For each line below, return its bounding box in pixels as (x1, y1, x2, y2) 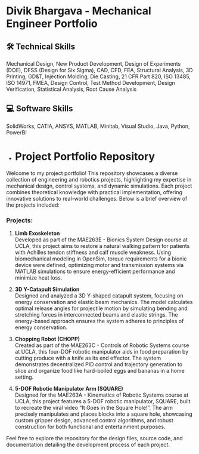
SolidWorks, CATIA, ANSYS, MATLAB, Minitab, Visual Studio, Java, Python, (6, 122, 190, 130)
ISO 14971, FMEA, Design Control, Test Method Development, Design (6, 79, 176, 86)
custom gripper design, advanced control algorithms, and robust (14, 417, 174, 424)
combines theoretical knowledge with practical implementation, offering (6, 188, 183, 195)
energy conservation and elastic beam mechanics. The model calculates (14, 299, 193, 306)
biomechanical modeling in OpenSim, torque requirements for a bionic (14, 255, 187, 262)
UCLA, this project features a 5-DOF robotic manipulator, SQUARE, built (14, 398, 191, 405)
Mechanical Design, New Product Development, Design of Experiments (6, 60, 181, 67)
